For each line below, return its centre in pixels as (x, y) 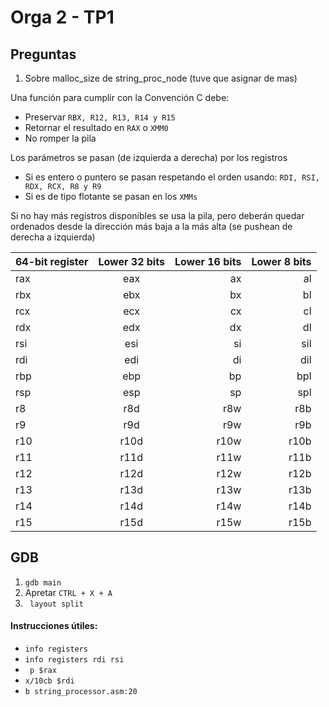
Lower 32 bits (131, 261)
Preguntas (43, 54)
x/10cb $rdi (49, 681)
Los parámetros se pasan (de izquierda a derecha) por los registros (149, 157)
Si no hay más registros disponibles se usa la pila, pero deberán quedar (157, 215)
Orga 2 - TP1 (62, 17)
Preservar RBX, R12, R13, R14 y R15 (100, 117)
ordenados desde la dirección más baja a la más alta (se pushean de (151, 226)
